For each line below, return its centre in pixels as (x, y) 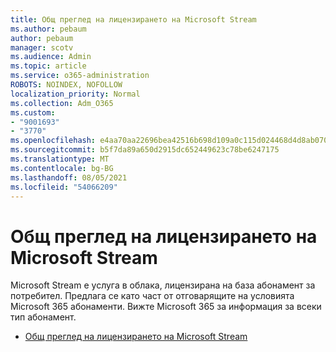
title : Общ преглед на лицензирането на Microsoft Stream (133, 19)
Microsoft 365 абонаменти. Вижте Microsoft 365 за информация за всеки (166, 307)
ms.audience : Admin (51, 57)
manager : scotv (42, 47)
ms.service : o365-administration (80, 76)
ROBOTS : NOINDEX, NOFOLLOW (66, 85)
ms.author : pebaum (48, 29)
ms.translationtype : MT (60, 159)
